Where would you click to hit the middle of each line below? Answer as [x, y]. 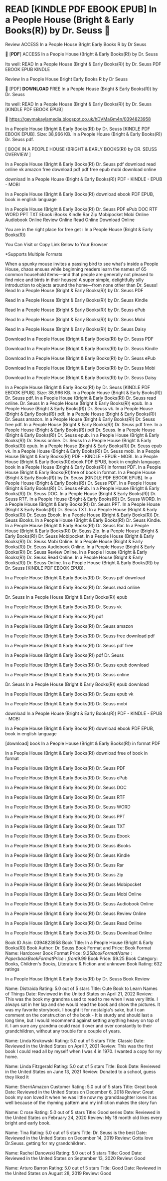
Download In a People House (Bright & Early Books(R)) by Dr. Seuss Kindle [82, 348]
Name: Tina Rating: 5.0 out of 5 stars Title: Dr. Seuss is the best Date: [76, 1132]
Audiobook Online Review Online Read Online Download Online [70, 220]
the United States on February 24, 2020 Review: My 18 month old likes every [84, 1117]
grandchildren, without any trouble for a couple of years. [63, 1031]
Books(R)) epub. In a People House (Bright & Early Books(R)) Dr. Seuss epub [83, 446]
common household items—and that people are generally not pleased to [79, 274]
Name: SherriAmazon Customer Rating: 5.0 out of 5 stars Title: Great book [81, 1086]
